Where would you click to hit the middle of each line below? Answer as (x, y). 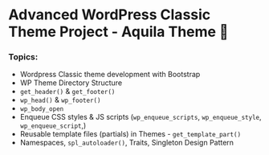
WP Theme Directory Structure (71, 83)
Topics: (23, 57)
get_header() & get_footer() (67, 92)
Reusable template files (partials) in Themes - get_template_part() (130, 134)
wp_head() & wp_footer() (60, 100)
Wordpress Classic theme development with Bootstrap (110, 75)
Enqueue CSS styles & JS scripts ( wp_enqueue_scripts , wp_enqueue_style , (141, 117)
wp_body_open (42, 109)
